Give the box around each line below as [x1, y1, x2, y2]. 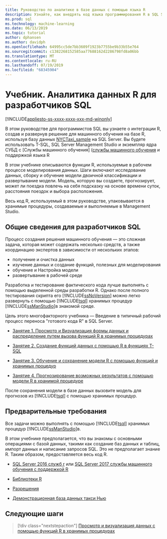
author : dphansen [5, 35, 41, 40]
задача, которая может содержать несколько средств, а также [5, 241, 140, 247]
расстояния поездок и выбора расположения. [5, 188, 103, 194]
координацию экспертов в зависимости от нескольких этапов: [5, 247, 140, 253]
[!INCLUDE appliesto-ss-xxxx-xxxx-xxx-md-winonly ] [5, 116, 112, 122]
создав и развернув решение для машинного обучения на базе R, [5, 131, 146, 137]
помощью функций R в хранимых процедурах [17, 528, 115, 534]
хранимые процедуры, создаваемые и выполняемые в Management [5, 203, 151, 209]
